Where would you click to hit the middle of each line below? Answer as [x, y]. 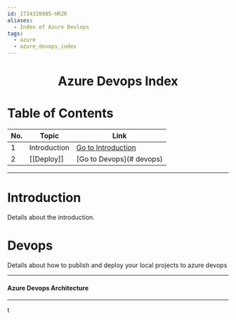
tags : [15, 33]
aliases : [20, 20]
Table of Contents [60, 114]
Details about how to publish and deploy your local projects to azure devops [117, 265]
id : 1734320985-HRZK [38, 14]
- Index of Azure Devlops [52, 27]
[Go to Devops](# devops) [119, 159]
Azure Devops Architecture [48, 288]
